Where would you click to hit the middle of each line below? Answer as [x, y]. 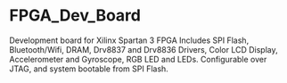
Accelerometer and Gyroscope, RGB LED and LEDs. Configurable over [138, 59]
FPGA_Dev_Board [75, 16]
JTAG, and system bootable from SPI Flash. [89, 69]
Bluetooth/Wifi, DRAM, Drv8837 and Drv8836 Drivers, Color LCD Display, [143, 49]
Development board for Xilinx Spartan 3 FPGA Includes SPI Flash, [129, 40]
